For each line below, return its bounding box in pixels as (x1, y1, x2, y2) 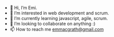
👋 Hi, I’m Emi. (9, 5, 37, 10)
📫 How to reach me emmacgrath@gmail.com (9, 26, 104, 32)
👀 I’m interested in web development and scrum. (9, 10, 110, 16)
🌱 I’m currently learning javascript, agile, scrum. (9, 15, 108, 21)
